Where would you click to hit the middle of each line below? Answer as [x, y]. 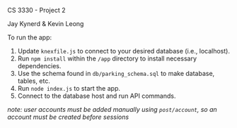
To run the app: [30, 37]
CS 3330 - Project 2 [36, 10]
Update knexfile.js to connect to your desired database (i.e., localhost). [123, 51]
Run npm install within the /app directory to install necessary [107, 58]
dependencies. [39, 66]
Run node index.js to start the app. [69, 88]
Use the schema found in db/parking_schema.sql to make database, [116, 73]
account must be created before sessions [68, 117]
